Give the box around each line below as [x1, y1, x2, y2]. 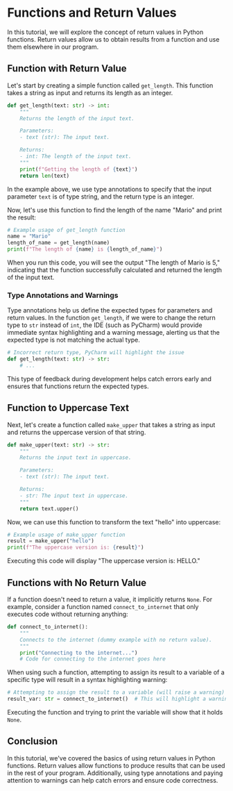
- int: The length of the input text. [19, 153, 132, 160]
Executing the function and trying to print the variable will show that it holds [7, 708, 223, 717]
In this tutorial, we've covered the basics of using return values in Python [7, 753, 216, 762]
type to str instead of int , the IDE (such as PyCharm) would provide [7, 321, 202, 329]
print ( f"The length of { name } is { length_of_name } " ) [7, 246, 163, 253]
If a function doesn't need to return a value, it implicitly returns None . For [7, 595, 213, 603]
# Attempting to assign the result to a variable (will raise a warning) [7, 689, 225, 696]
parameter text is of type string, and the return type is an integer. [7, 192, 194, 201]
